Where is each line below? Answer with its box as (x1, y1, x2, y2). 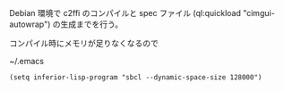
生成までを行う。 (60, 19, 124, 29)
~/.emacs (9, 56, 45, 66)
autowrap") (9, 19, 51, 29)
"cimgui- (243, 8, 275, 18)
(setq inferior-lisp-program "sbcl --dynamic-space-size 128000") (9, 73, 262, 82)
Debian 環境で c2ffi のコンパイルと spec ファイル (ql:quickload (9, 8, 242, 18)
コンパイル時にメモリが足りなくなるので (9, 38, 159, 48)
